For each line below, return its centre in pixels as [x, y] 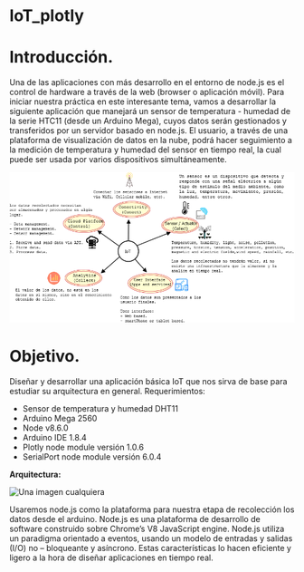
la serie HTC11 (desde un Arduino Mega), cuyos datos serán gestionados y [148, 121]
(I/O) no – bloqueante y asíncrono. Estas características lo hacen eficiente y [151, 548]
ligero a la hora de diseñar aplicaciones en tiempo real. [112, 557]
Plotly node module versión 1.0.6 [83, 447]
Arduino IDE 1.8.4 [55, 437]
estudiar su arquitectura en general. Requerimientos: [107, 391]
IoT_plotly [47, 16]
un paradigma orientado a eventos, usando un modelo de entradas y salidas [151, 538]
